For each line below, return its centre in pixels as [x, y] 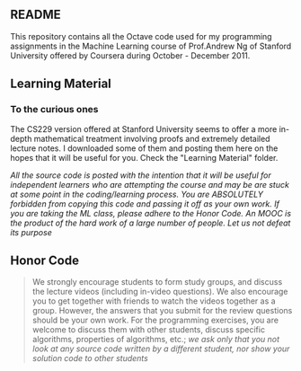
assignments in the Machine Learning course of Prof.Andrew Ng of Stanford [151, 46]
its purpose [31, 232]
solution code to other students [90, 358]
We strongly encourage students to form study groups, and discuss [157, 282]
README [35, 15]
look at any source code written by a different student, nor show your [161, 349]
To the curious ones [54, 110]
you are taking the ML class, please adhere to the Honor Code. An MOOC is [150, 213]
